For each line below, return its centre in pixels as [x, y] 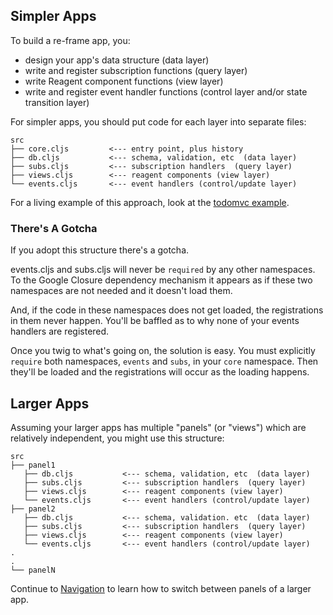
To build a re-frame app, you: [70, 40]
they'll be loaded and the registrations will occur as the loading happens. [160, 372]
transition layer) [57, 102]
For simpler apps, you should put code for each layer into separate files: [158, 121]
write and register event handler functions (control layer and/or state [166, 91]
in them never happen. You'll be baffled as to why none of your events [155, 321]
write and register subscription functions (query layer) [136, 70]
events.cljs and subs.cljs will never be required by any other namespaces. [163, 270]
